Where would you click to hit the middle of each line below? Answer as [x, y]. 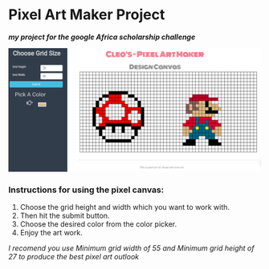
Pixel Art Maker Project [87, 15]
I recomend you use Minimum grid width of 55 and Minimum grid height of [131, 248]
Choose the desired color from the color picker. [98, 224]
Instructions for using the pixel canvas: [86, 190]
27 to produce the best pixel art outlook [73, 257]
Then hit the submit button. [65, 216]
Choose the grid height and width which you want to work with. [125, 207]
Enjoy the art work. [51, 233]
